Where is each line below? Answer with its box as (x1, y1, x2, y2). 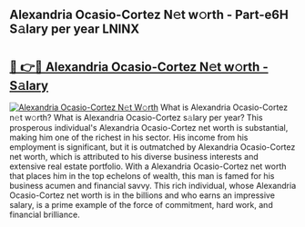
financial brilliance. (9, 209, 80, 220)
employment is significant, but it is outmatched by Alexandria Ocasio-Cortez (9, 142, 296, 153)
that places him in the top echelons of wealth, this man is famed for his (9, 171, 275, 181)
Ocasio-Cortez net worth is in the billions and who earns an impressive (9, 190, 276, 201)
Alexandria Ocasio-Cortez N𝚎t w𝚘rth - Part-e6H (9, 7, 289, 23)
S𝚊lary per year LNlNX (9, 22, 139, 37)
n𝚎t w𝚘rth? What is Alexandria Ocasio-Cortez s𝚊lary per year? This (9, 113, 263, 123)
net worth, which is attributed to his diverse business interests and (9, 152, 259, 162)
